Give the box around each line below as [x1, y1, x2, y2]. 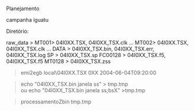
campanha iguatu [6, 16, 49, 23]
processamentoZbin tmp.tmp [20, 98, 92, 105]
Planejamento [6, 5, 40, 12]
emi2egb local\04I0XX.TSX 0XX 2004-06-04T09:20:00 [20, 69, 157, 76]
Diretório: [6, 28, 29, 35]
